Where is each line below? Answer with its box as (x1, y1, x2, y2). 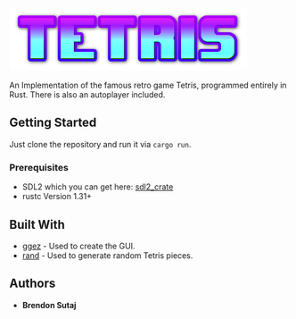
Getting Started (9, 115, 97, 130)
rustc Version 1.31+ (21, 191, 92, 202)
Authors (9, 276, 56, 291)
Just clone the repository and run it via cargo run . (9, 139, 192, 149)
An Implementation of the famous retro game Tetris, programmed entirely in (9, 80, 287, 90)
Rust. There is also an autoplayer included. (9, 89, 166, 100)
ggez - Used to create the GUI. (21, 240, 136, 251)
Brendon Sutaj (21, 299, 77, 310)
